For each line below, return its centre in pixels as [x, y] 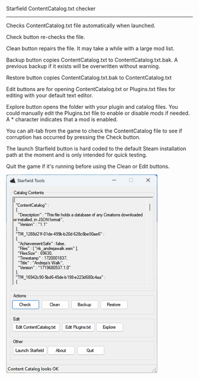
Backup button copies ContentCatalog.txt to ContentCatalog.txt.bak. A [92, 60]
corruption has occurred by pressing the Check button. [73, 137]
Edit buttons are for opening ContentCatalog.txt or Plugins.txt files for [91, 89]
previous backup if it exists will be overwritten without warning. [83, 66]
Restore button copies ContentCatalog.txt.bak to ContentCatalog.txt [89, 77]
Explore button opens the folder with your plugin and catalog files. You [92, 107]
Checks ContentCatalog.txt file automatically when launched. [81, 25]
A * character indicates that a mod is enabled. [62, 119]
